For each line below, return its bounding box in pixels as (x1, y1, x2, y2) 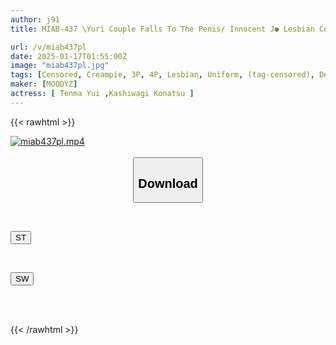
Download (138, 176, 198, 191)
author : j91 (10, 14, 60, 25)
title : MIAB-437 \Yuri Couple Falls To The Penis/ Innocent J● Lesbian (10, 24, 315, 34)
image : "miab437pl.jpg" (10, 61, 110, 71)
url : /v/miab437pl (10, 42, 87, 52)
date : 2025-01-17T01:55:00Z (10, 51, 128, 61)
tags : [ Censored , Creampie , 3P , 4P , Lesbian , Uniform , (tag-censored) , (10, 70, 315, 80)
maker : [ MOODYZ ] (10, 79, 78, 90)
